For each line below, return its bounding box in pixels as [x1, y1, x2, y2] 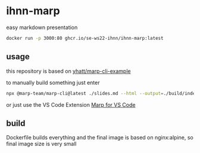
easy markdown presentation [6, 24, 78, 31]
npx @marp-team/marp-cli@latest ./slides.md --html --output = [6, 90, 164, 96]
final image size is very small [6, 141, 77, 148]
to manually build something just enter [6, 79, 100, 86]
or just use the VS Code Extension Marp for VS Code [6, 101, 136, 108]
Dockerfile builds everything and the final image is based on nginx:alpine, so [6, 134, 193, 141]
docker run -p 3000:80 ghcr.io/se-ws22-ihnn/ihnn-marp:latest [6, 35, 164, 41]
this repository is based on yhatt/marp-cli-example [6, 67, 131, 75]
